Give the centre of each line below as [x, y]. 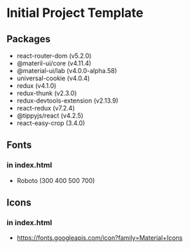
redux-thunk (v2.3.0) [47, 93]
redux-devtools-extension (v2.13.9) [67, 101]
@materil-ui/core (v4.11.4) [54, 63]
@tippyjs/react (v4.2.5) [50, 115]
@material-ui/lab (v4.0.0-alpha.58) [67, 71]
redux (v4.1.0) [36, 85]
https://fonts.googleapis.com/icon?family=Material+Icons [100, 238]
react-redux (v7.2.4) [46, 108]
